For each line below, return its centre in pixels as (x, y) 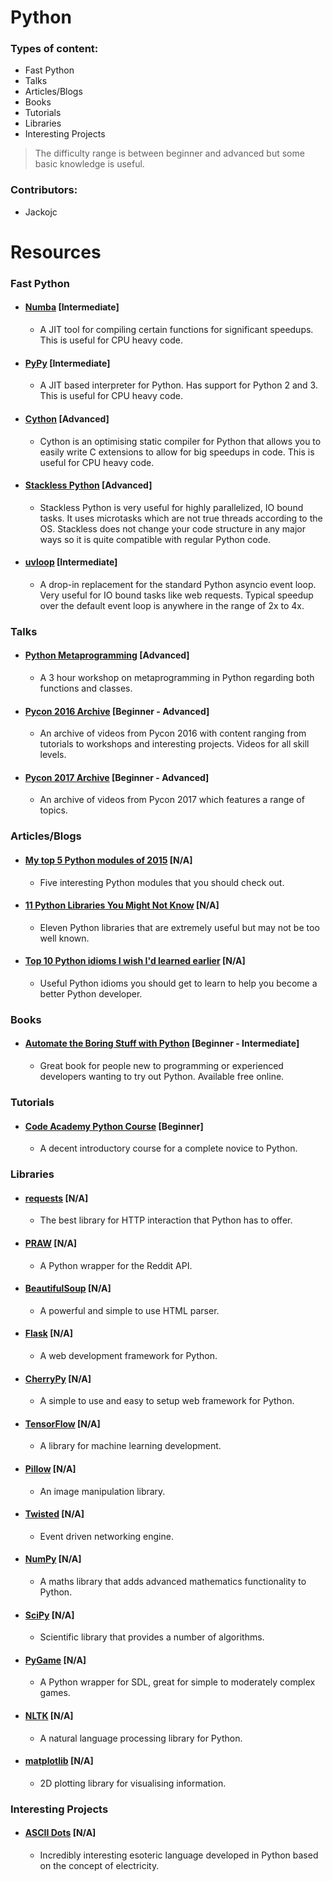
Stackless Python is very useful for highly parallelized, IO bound (171, 507)
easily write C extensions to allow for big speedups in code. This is (177, 452)
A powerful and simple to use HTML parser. (129, 1310)
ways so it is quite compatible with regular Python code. (155, 539)
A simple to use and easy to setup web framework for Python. (167, 1401)
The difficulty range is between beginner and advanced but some (169, 153)
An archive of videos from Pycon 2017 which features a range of (172, 800)
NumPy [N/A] (53, 1559)
